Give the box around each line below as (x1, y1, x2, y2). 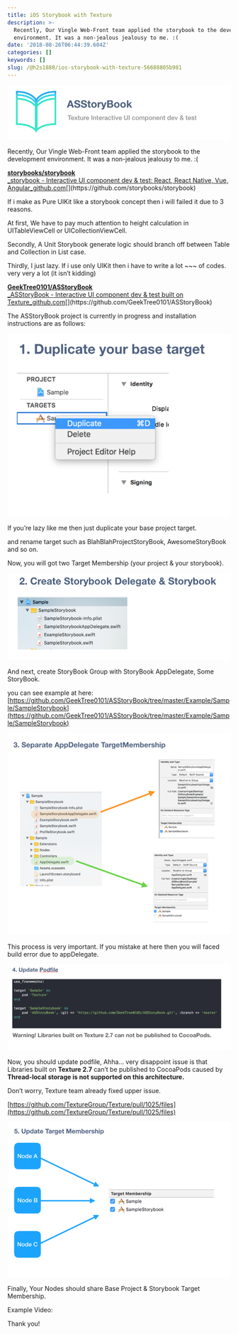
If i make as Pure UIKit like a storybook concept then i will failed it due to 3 (7, 197, 225, 206)
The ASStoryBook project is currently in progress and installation (7, 312, 197, 320)
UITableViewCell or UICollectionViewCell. (7, 226, 127, 235)
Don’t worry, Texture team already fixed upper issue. (7, 1086, 161, 1095)
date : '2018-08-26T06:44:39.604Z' (7, 41, 110, 49)
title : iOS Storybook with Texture (7, 11, 113, 18)
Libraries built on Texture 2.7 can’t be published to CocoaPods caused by (7, 1065, 223, 1073)
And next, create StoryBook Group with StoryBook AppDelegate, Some (7, 667, 215, 676)
